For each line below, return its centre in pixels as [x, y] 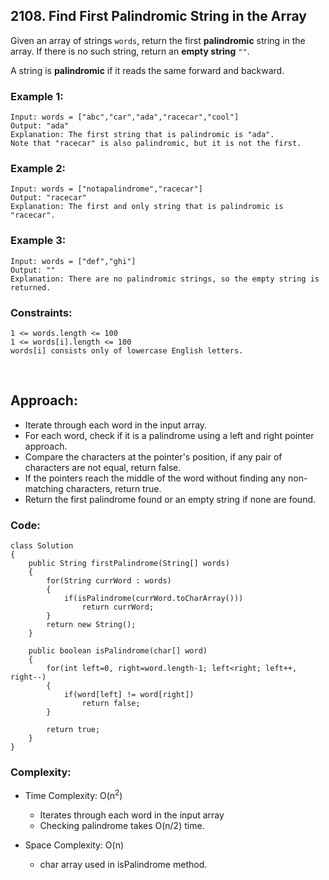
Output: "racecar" [48, 198]
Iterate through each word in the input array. [116, 425]
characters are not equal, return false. [103, 467]
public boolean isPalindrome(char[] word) [118, 651]
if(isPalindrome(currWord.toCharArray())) [153, 599]
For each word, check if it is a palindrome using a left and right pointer [169, 435]
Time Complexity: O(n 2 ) [73, 795]
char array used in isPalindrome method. [123, 865]
